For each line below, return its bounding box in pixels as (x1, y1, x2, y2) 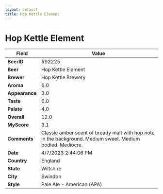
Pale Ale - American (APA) (41, 181, 102, 188)
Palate (7, 106, 23, 112)
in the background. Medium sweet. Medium (41, 136, 140, 142)
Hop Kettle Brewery (41, 74, 86, 81)
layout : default (5, 7, 38, 12)
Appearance (7, 90, 37, 97)
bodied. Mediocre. (41, 141, 83, 148)
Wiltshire (41, 165, 62, 172)
